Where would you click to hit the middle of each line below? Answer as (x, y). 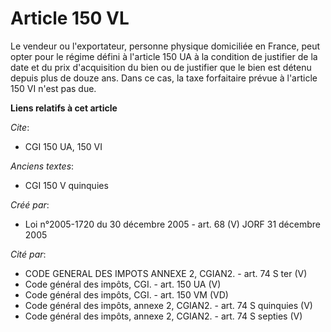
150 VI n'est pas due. (53, 88)
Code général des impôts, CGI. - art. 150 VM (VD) (126, 294)
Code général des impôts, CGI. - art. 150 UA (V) (123, 284)
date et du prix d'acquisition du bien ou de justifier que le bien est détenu (161, 67)
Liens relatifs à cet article (64, 108)
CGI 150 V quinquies (66, 185)
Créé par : (30, 204)
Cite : (20, 127)
